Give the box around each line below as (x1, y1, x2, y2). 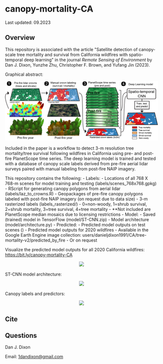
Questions (5, 331, 37, 340)
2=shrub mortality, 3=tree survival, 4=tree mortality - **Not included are (5, 207, 151, 212)
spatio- (129, 52, 144, 57)
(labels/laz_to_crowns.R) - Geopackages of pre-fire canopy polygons (5, 191, 143, 197)
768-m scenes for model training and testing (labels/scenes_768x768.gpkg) (5, 181, 157, 187)
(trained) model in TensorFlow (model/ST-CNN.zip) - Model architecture (5, 217, 149, 223)
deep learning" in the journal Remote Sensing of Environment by (24, 57, 152, 63)
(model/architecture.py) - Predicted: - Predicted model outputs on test (5, 222, 146, 228)
